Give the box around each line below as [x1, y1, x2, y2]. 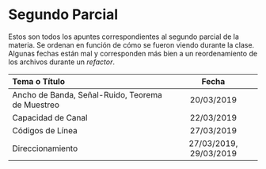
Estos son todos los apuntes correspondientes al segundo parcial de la [8, 32, 240, 41]
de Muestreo [12, 99, 60, 110]
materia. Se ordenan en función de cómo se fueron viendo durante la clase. [8, 40, 255, 49]
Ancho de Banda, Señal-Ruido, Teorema [12, 89, 162, 100]
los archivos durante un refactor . [8, 57, 115, 67]
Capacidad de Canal [12, 112, 88, 123]
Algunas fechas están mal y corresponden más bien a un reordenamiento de [8, 48, 258, 58]
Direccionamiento [12, 143, 78, 154]
